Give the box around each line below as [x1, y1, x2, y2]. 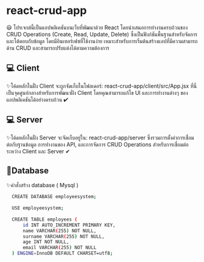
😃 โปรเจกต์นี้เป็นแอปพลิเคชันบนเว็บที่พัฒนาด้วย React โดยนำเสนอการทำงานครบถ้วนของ [6, 24, 188, 31]
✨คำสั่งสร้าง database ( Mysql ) [6, 182, 79, 189]
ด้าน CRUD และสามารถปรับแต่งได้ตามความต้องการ [6, 44, 110, 52]
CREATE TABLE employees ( [12, 216, 78, 222]
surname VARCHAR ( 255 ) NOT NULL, [22, 233, 105, 240]
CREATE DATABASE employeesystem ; [12, 194, 97, 200]
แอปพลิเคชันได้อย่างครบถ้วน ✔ [6, 95, 69, 103]
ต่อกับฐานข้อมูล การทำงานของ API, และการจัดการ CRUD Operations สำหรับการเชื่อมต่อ [6, 140, 189, 148]
